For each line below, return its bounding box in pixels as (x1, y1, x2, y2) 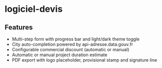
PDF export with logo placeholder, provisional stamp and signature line (11, 57, 158, 63)
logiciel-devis (4, 3, 63, 15)
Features (4, 23, 33, 32)
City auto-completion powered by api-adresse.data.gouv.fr (11, 41, 133, 47)
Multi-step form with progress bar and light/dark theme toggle (11, 36, 140, 42)
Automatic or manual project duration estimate (11, 52, 108, 58)
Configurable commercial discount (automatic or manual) (11, 47, 130, 52)
